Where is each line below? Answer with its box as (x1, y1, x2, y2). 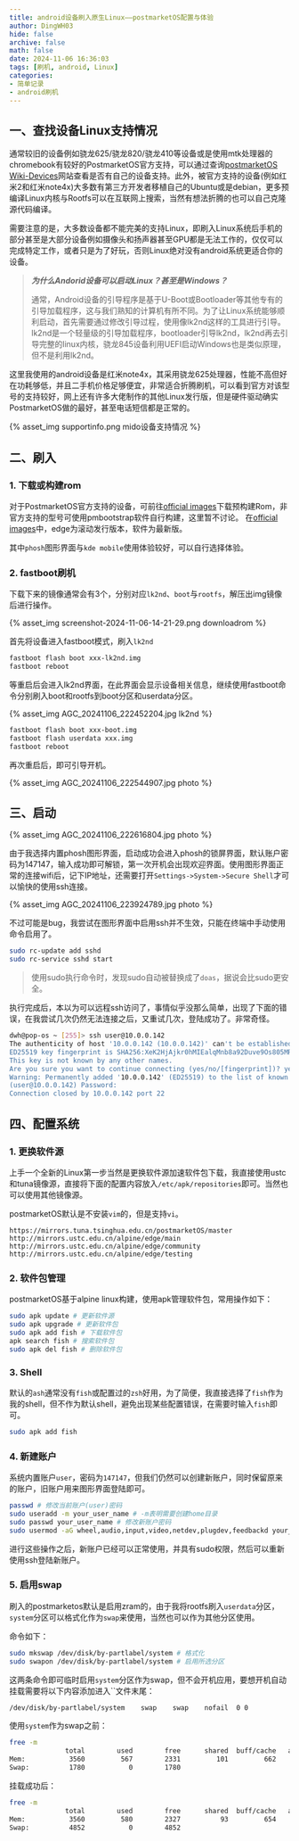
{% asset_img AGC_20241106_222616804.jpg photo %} (9, 830, 212, 840)
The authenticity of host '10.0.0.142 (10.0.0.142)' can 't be (9, 1040, 245, 1049)
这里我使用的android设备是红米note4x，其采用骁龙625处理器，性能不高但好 (9, 369, 287, 380)
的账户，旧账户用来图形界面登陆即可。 (9, 1483, 149, 1494)
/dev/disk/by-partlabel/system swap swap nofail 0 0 (9, 1703, 249, 1713)
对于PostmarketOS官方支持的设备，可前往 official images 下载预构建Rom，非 (9, 501, 287, 511)
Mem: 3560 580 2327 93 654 (9, 1814, 277, 1824)
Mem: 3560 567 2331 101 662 (9, 1754, 277, 1764)
